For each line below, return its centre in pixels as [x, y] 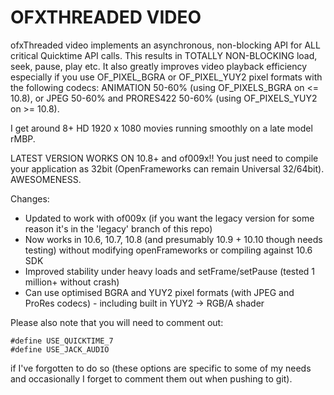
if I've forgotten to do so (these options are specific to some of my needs [161, 368]
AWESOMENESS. [46, 179]
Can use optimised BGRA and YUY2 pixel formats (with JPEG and [159, 292]
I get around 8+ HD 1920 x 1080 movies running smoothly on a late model [161, 128]
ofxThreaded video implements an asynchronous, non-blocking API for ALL [165, 45]
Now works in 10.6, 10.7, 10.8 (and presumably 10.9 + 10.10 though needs [173, 239]
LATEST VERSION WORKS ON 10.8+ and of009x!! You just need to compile [164, 158]
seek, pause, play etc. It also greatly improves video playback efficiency [159, 66]
